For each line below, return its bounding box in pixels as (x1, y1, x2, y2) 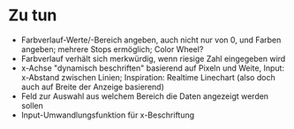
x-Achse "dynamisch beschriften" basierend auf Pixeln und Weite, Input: (20, 63, 284, 73)
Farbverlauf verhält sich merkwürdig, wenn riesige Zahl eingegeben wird (20, 53, 286, 64)
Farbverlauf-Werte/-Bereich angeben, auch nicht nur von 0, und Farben (20, 34, 282, 45)
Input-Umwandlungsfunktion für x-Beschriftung (20, 110, 195, 120)
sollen (20, 100, 43, 110)
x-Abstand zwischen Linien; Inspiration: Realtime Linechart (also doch (20, 72, 275, 82)
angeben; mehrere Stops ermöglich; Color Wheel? (20, 43, 204, 54)
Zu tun (8, 5, 57, 26)
